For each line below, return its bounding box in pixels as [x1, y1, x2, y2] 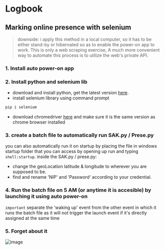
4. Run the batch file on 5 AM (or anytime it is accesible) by [5, 187, 151, 194]
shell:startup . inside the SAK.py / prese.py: [5, 154, 97, 160]
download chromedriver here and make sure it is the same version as [12, 114, 155, 120]
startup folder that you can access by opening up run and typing [5, 149, 139, 155]
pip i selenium [5, 105, 37, 110]
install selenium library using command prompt [12, 95, 109, 101]
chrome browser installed [12, 119, 65, 126]
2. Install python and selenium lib [5, 78, 88, 85]
